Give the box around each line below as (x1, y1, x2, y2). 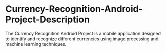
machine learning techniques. (5, 41, 67, 47)
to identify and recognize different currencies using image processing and (5, 36, 159, 42)
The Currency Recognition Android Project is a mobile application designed (5, 30, 161, 36)
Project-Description (5, 14, 90, 25)
